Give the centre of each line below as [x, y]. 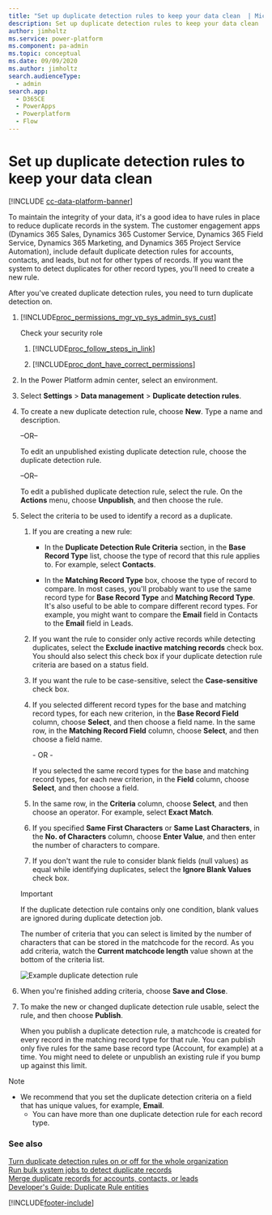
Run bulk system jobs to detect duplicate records [90, 1170]
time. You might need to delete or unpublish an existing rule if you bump [140, 1057]
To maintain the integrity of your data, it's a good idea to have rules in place [134, 216]
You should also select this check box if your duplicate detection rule [147, 656]
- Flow [27, 122]
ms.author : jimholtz [43, 69]
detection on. [30, 302]
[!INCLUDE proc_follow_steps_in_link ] [93, 349]
